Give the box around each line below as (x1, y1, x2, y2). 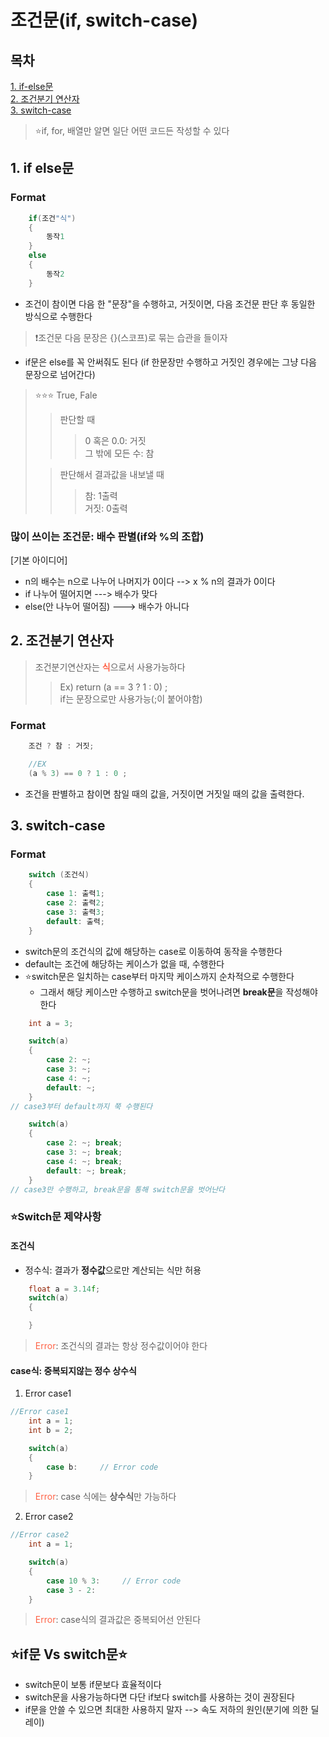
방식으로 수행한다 (24, 310, 93, 322)
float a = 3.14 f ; (28, 1284, 101, 1294)
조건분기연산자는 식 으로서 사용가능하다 (34, 661, 186, 673)
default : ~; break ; (46, 1166, 128, 1176)
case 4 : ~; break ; (46, 1156, 123, 1166)
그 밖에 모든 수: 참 (84, 447, 155, 459)
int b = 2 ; (28, 1425, 74, 1435)
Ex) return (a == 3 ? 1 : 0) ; (59, 681, 168, 693)
